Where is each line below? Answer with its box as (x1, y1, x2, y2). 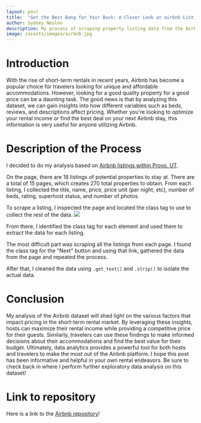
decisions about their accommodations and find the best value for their (6, 337, 181, 345)
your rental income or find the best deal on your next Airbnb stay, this (6, 115, 178, 122)
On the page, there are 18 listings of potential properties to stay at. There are (6, 174, 195, 180)
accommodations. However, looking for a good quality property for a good (6, 89, 190, 96)
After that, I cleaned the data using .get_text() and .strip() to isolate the (6, 265, 190, 272)
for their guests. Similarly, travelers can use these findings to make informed (6, 331, 194, 338)
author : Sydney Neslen (6, 20, 63, 26)
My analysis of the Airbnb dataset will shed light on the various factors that (6, 312, 191, 319)
